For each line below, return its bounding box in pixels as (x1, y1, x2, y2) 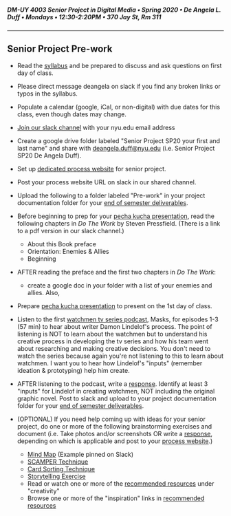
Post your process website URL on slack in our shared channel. (16, 178, 197, 186)
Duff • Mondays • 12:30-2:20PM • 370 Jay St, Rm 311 (7, 12, 162, 21)
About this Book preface (27, 239, 96, 248)
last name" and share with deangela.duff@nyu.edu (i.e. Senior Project (16, 144, 215, 152)
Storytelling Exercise (27, 472, 86, 480)
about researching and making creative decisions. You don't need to (16, 344, 211, 352)
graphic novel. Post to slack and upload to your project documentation (16, 394, 217, 402)
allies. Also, (27, 288, 60, 297)
